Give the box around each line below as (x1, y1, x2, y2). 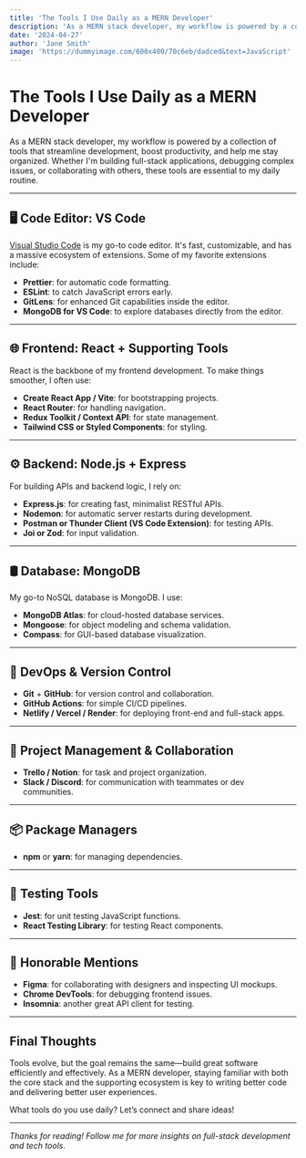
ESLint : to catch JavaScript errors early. (22, 286, 173, 297)
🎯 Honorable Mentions (9, 955, 139, 970)
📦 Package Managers (9, 822, 138, 838)
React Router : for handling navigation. (22, 402, 167, 413)
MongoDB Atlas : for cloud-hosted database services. (22, 610, 225, 621)
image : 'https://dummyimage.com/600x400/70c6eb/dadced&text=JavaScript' (9, 47, 291, 57)
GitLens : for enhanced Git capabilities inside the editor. (22, 295, 230, 306)
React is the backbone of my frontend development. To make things (9, 365, 264, 376)
